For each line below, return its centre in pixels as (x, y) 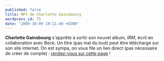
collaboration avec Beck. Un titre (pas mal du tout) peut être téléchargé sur (82, 43)
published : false (23, 10)
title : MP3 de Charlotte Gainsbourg (43, 14)
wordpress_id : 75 (23, 19)
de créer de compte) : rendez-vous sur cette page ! (58, 54)
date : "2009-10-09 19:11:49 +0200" (42, 24)
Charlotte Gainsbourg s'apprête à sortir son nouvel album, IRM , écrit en (79, 38)
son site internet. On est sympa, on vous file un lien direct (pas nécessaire (81, 48)
